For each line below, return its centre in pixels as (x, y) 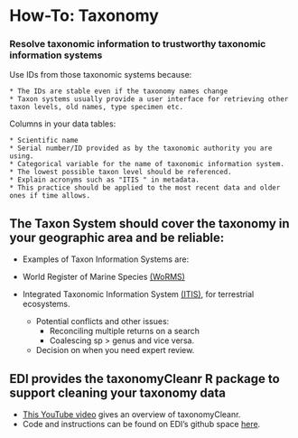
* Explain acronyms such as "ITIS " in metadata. (105, 180)
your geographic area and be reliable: (117, 237)
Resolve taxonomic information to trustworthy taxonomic (138, 44)
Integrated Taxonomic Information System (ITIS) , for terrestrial (138, 294)
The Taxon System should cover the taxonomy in (150, 224)
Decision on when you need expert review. (115, 350)
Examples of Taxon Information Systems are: (106, 259)
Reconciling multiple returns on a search (125, 331)
